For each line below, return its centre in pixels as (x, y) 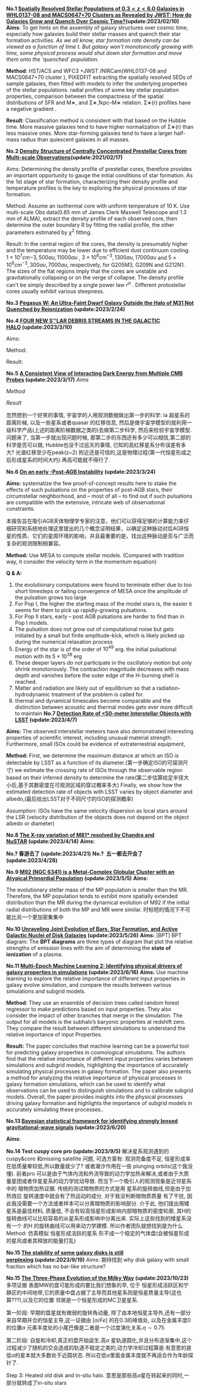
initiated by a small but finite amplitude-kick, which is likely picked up (99, 635)
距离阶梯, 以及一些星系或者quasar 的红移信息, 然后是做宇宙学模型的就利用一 (99, 422)
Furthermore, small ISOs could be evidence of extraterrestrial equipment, (96, 744)
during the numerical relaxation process (64, 641)
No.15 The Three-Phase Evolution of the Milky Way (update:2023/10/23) (98, 1278)
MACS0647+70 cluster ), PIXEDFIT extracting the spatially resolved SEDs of (99, 77)
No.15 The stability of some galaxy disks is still (65, 1252)
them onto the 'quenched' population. (53, 59)
